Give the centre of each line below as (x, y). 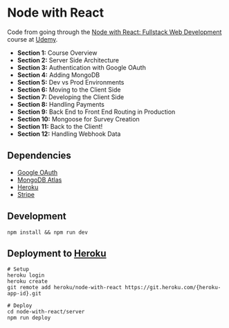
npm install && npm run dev (48, 232)
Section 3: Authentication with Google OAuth (82, 67)
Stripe (26, 194)
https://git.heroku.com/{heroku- (173, 288)
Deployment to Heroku (57, 253)
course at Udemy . (33, 39)
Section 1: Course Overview (57, 53)
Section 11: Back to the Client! (60, 126)
